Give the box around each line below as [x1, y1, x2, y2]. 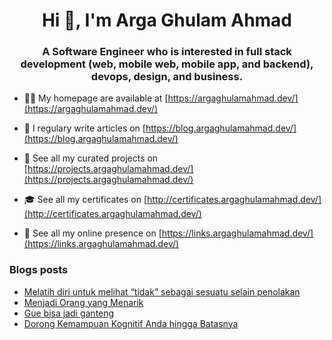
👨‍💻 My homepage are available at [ [23, 92, 169, 104]
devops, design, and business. [90, 70, 244, 84]
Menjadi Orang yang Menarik [23, 296, 144, 308]
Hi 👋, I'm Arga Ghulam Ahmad [41, 9, 293, 32]
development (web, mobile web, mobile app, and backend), [20, 57, 314, 71]
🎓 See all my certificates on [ [23, 194, 148, 206]
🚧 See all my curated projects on [23, 152, 159, 164]
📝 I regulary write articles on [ [23, 122, 146, 134]
